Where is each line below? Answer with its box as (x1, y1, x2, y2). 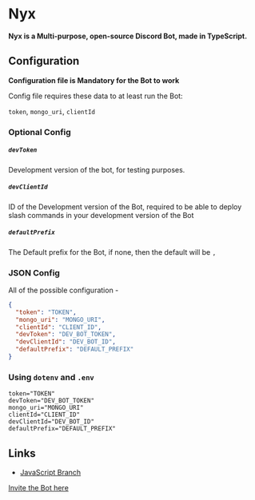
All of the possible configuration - (8, 285, 119, 295)
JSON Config (8, 267, 60, 278)
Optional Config (8, 126, 72, 137)
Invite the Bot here (8, 482, 70, 492)
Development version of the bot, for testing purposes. (8, 165, 185, 174)
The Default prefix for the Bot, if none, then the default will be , (8, 247, 217, 256)
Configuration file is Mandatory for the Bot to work (8, 75, 180, 85)
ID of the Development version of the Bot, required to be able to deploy (8, 201, 242, 212)
